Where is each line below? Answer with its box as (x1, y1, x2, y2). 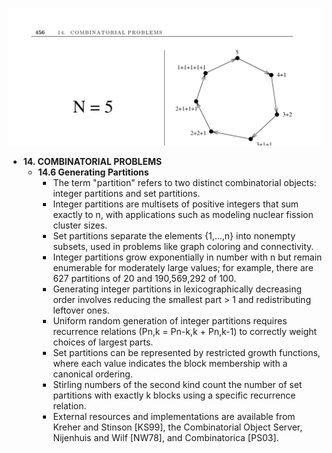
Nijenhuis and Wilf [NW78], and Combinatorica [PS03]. (52, 432, 280, 443)
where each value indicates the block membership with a (52, 358, 288, 369)
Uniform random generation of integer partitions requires (52, 315, 288, 327)
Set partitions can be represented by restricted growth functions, (52, 347, 321, 358)
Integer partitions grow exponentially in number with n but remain (52, 251, 323, 263)
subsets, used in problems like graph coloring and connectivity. (52, 241, 315, 252)
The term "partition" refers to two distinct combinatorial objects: (52, 177, 317, 188)
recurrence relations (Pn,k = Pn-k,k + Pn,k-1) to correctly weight (52, 326, 318, 337)
